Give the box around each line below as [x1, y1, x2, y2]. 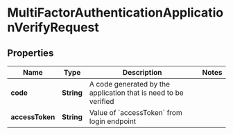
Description [122, 68, 162, 77]
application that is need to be [89, 88, 184, 98]
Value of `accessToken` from [89, 108, 182, 117]
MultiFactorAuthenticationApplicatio [7, 5, 224, 21]
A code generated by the [89, 80, 171, 89]
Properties [7, 47, 54, 59]
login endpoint [89, 116, 137, 126]
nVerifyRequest [7, 19, 99, 35]
